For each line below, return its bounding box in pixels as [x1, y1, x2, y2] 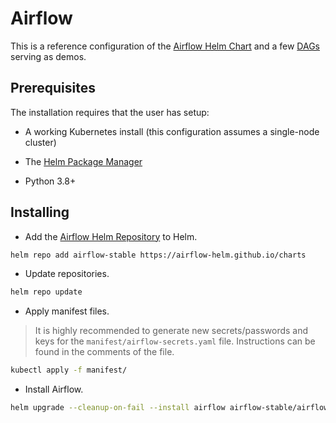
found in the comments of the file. [34, 346, 175, 358]
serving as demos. [10, 50, 87, 62]
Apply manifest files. [24, 305, 110, 317]
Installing [10, 204, 70, 221]
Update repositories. [24, 268, 110, 280]
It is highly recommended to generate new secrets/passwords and [34, 325, 309, 337]
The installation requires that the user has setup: [10, 106, 210, 118]
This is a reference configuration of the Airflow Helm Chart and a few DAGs [10, 40, 320, 52]
